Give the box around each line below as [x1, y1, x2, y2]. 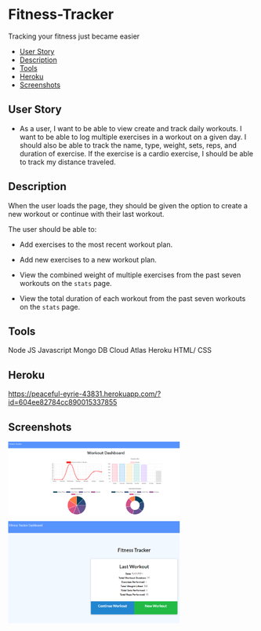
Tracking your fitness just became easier [8, 31, 140, 41]
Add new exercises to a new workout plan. [19, 255, 157, 264]
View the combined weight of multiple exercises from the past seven [19, 270, 241, 280]
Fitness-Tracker [8, 6, 114, 24]
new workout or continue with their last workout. [8, 209, 165, 218]
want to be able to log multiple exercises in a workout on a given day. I [19, 132, 247, 141]
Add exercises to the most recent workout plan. [19, 240, 173, 249]
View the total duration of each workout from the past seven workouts [19, 293, 246, 303]
